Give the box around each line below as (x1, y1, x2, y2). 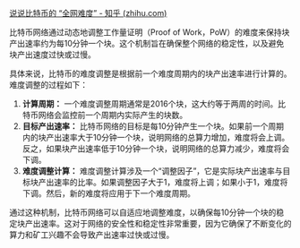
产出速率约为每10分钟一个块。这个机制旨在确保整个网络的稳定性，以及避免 (9, 38, 285, 48)
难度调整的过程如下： (9, 80, 88, 90)
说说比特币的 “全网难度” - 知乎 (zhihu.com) (9, 8, 167, 18)
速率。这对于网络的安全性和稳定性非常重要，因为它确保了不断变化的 (39, 218, 292, 228)
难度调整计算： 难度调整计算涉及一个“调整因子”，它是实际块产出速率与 (21, 166, 284, 176)
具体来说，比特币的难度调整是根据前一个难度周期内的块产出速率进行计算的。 (9, 68, 292, 79)
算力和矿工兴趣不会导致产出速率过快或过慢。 (9, 229, 175, 240)
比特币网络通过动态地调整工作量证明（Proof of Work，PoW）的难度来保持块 (9, 27, 290, 38)
